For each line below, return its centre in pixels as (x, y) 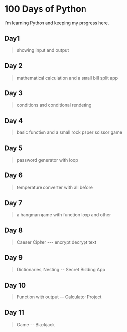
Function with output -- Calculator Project (59, 297)
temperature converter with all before (55, 187)
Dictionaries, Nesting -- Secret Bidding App (61, 270)
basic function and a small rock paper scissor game (69, 132)
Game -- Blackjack (36, 324)
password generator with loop (47, 160)
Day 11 (14, 312)
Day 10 (15, 285)
